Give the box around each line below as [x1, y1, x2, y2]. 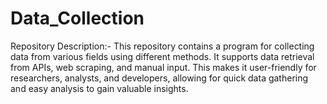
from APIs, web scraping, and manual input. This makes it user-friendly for [10, 61, 317, 73]
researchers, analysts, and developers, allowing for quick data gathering [10, 72, 309, 84]
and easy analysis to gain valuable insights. [10, 82, 189, 94]
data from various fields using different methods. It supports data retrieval [10, 50, 315, 62]
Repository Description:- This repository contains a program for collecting [10, 40, 315, 52]
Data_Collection [10, 7, 145, 30]
